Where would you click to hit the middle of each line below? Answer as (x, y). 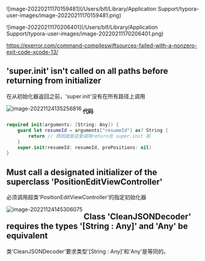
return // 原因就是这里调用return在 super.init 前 (90, 136)
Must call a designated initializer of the (82, 172)
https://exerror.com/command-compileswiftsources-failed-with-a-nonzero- (102, 46)
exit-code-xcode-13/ (32, 52)
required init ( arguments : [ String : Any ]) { (63, 125)
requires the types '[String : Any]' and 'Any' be (97, 226)
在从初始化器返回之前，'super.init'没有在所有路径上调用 (76, 96)
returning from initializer (54, 81)
